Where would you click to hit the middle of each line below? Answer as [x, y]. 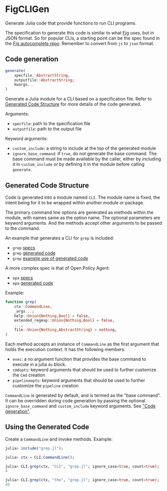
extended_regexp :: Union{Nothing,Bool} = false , [64, 321]
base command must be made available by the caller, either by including [86, 159]
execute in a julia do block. [39, 364]
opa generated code [33, 283]
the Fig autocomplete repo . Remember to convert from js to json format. [80, 43]
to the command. [23, 228]
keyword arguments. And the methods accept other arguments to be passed [84, 223]
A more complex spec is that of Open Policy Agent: [58, 268]
